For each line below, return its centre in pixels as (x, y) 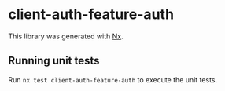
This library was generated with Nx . (66, 36)
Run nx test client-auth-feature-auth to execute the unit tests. (113, 79)
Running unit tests (54, 61)
